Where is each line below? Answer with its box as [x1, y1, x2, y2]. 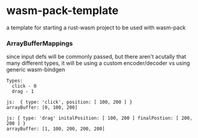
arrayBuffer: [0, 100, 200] [6, 104, 78, 111]
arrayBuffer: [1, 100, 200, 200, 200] [6, 126, 105, 132]
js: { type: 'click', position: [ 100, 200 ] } [6, 99, 133, 106]
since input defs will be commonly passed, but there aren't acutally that [6, 53, 186, 60]
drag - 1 [12, 89, 34, 95]
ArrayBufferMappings [6, 39, 73, 48]
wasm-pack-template [6, 4, 119, 18]
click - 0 [12, 83, 37, 89]
